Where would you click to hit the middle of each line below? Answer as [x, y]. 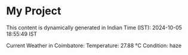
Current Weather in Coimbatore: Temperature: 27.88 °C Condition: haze [94, 45]
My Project [34, 11]
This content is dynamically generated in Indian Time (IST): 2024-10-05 [94, 27]
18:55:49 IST [22, 33]
